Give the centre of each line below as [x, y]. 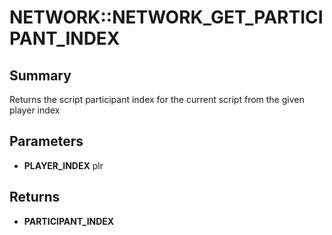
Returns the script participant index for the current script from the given [157, 99]
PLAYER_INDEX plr [63, 165]
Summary [40, 75]
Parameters [46, 141]
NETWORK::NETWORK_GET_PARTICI [166, 17]
